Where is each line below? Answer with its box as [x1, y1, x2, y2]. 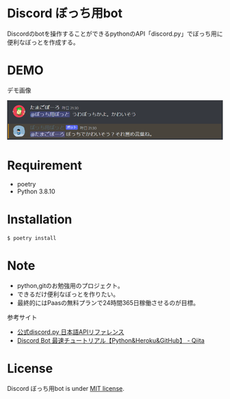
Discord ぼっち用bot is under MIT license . [7, 385, 125, 393]
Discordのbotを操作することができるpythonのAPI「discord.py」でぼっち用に [7, 29, 223, 38]
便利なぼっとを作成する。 [7, 38, 79, 46]
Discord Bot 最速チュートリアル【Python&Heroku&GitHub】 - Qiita [16, 337, 205, 345]
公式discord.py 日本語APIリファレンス [16, 328, 125, 336]
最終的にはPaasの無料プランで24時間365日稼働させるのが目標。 [16, 299, 200, 307]
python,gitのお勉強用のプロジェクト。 [16, 282, 125, 290]
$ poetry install [7, 235, 57, 242]
